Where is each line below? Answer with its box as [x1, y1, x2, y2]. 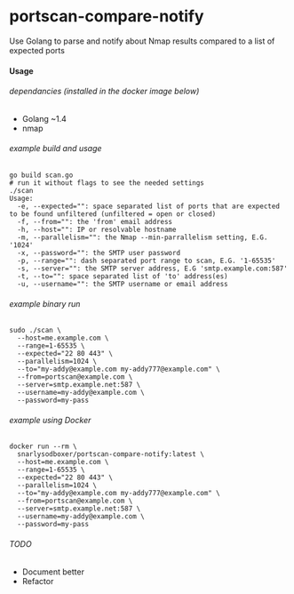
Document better [21, 566, 84, 577]
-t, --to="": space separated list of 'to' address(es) [17, 271, 228, 281]
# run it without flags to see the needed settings [9, 178, 204, 188]
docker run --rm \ [9, 442, 77, 451]
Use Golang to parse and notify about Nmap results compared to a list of [9, 36, 275, 46]
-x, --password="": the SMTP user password [17, 248, 180, 257]
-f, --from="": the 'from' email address [17, 217, 173, 226]
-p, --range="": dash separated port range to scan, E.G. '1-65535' [17, 256, 276, 265]
